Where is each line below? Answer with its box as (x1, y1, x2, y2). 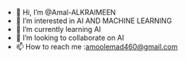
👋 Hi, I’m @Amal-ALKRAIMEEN (15, 8, 117, 17)
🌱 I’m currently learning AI (15, 25, 102, 33)
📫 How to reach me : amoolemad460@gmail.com (15, 42, 178, 51)
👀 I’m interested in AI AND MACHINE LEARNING (15, 16, 172, 26)
